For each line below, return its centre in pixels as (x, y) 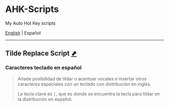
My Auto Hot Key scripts (30, 23)
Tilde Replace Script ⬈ (41, 54)
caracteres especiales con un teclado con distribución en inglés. (84, 84)
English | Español (23, 33)
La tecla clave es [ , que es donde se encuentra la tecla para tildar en (89, 93)
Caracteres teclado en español (44, 68)
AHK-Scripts (32, 9)
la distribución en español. (45, 99)
